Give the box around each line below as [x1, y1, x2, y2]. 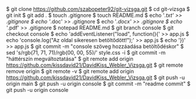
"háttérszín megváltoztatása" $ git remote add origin [6, 56, 134, 62]
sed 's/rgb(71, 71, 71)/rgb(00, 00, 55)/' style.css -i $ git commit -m [6, 49, 166, 56]
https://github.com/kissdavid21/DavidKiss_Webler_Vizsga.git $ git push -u [6, 74, 185, 81]
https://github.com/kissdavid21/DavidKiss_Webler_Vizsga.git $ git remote [6, 62, 184, 69]
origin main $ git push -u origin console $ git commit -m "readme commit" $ [6, 80, 191, 87]
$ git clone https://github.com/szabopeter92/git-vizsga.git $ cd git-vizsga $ [6, 6, 190, 12]
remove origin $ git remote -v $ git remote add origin [6, 68, 134, 74]
